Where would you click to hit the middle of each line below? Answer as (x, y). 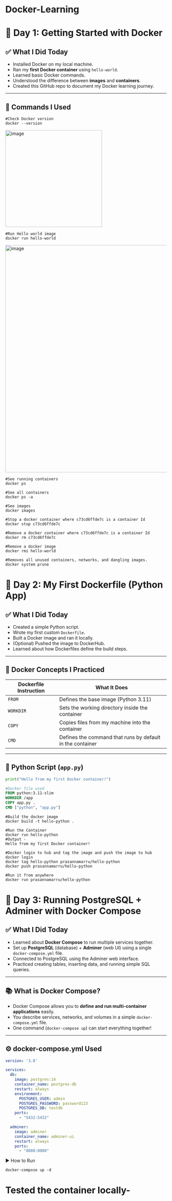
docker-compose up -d (28, 1170)
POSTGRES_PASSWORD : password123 (53, 1103)
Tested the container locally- (68, 1190)
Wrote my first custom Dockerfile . (49, 632)
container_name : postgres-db (46, 1084)
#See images (18, 506)
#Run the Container (26, 830)
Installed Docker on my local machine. (53, 64)
